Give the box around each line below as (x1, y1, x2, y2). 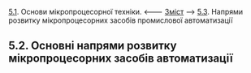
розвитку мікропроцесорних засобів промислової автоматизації (8, 15, 233, 25)
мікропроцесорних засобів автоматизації (8, 52, 233, 66)
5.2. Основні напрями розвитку (8, 39, 177, 53)
